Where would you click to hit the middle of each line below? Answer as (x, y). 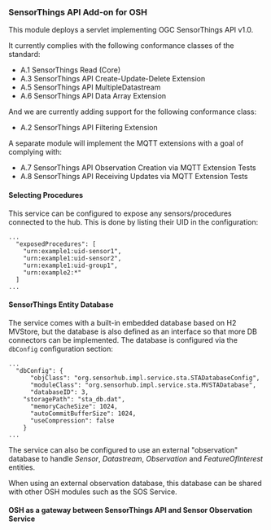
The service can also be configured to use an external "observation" (123, 449)
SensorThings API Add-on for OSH (78, 12)
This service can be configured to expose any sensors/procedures (120, 213)
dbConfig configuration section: (61, 348)
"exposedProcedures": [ (56, 244)
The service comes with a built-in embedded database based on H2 (122, 322)
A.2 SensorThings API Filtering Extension (89, 128)
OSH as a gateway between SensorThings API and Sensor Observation (130, 510)
